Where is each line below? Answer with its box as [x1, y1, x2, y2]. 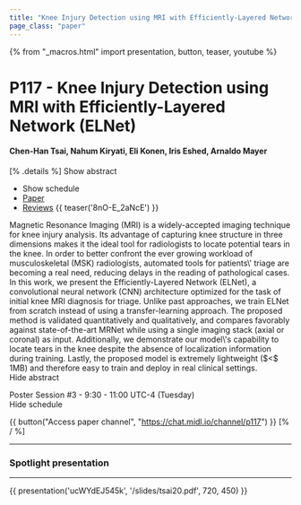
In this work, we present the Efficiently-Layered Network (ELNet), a [9, 276, 257, 287]
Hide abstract [9, 371, 60, 382]
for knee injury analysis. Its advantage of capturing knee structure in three [9, 229, 284, 239]
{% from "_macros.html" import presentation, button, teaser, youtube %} [9, 46, 278, 57]
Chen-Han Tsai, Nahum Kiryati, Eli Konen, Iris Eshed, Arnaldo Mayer [9, 145, 268, 157]
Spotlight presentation [9, 457, 109, 469]
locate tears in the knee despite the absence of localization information [9, 343, 271, 354]
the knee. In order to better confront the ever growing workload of [9, 248, 254, 258]
